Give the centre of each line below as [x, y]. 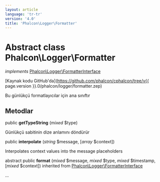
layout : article [21, 10]
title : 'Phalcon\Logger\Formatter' [41, 23]
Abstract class [35, 47]
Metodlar [19, 111]
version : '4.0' [20, 19]
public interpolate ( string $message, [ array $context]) [60, 142]
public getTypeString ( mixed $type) [41, 123]
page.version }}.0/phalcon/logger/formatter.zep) [54, 86]
